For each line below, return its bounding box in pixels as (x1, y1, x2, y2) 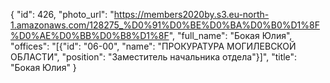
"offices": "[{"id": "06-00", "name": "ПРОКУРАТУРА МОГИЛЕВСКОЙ (10, 40, 297, 52)
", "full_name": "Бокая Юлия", (168, 30, 293, 41)
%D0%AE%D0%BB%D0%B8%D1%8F (10, 30, 170, 41)
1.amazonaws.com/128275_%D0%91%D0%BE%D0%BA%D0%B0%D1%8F (10, 19, 320, 31)
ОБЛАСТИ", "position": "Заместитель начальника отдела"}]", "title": (10, 51, 298, 63)
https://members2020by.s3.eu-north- (113, 9, 270, 20)
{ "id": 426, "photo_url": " (10, 9, 115, 20)
